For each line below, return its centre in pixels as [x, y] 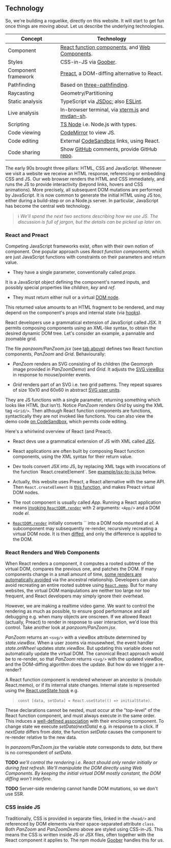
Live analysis [23, 113]
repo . [66, 155]
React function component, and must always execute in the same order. [81, 716]
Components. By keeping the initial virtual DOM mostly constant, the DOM [83, 773]
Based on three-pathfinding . [94, 85]
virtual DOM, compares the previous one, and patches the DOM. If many [81, 569]
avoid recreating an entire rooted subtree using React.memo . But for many [81, 585]
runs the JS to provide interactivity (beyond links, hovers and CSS [74, 184]
